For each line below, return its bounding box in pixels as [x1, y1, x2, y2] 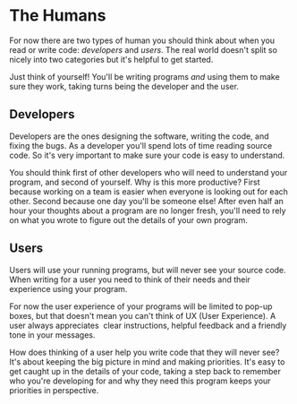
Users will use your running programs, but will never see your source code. [9, 264, 286, 275]
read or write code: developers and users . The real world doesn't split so [9, 44, 277, 55]
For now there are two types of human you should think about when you [9, 35, 276, 46]
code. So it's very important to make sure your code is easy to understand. [9, 150, 285, 160]
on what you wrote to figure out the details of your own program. [9, 214, 249, 225]
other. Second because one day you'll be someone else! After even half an [9, 195, 284, 206]
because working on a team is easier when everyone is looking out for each [9, 185, 289, 197]
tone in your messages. [9, 329, 96, 340]
